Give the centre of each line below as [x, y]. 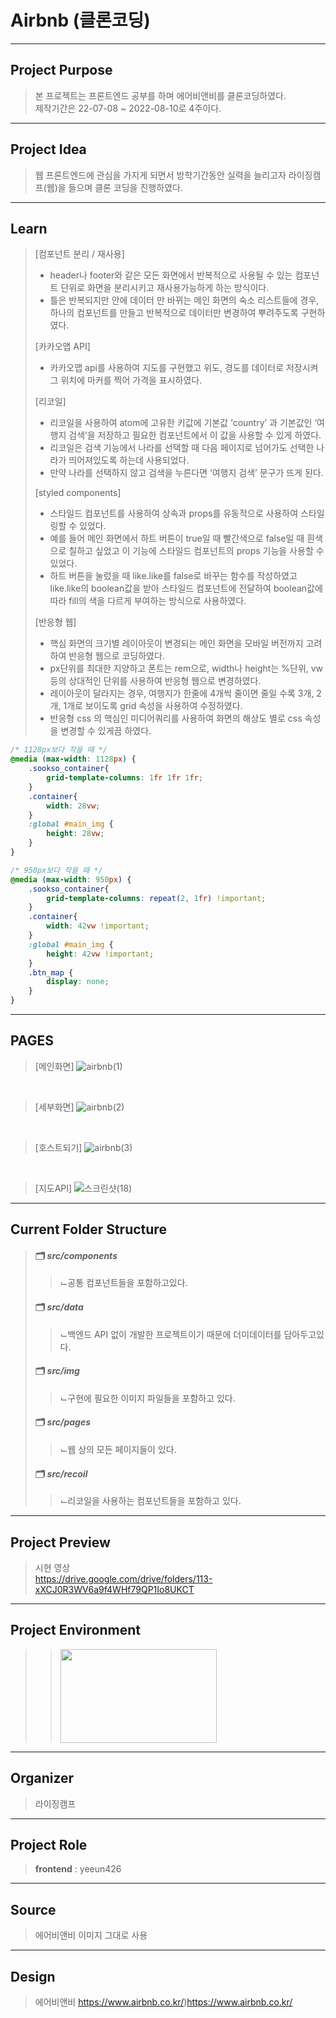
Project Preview [60, 1542]
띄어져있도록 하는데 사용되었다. [129, 460]
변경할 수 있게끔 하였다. [106, 731]
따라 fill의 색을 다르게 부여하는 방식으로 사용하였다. [148, 601]
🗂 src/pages [63, 1422]
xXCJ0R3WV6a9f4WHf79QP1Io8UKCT [114, 1590]
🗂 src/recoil [61, 1473]
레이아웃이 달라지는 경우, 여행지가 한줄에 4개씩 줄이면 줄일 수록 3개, [182, 693]
